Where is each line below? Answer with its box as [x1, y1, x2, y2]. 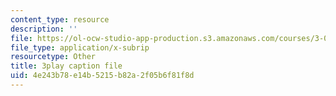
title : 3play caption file [10, 61, 123, 71]
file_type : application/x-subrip [10, 42, 150, 53]
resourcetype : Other [10, 52, 97, 62]
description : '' [10, 24, 78, 34]
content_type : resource [10, 14, 110, 25]
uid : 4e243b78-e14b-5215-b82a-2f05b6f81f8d [10, 71, 195, 81]
